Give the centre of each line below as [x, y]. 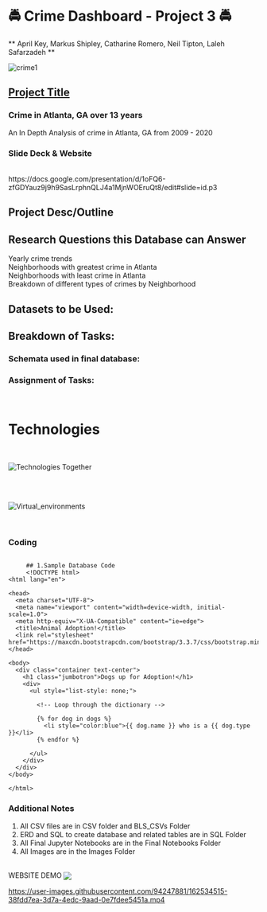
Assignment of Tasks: [51, 380]
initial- [211, 608]
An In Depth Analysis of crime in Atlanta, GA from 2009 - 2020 [110, 132]
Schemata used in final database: [74, 358]
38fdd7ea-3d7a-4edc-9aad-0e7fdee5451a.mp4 [87, 899]
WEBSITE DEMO [35, 875]
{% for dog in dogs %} [74, 719]
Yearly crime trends [41, 259]
